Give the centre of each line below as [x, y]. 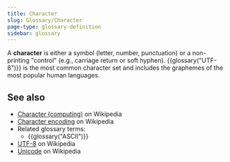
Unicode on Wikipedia [49, 152]
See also [26, 97]
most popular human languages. [54, 75]
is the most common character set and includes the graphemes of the [123, 68]
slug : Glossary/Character [45, 20]
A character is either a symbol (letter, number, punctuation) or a [99, 53]
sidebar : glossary [34, 33]
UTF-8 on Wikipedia [46, 144]
